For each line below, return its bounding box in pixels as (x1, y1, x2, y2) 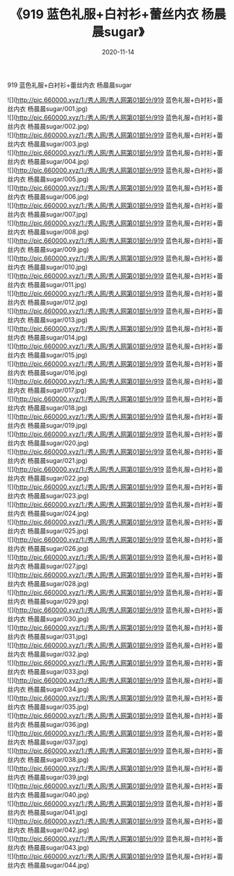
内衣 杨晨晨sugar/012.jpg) (13, 298, 88, 306)
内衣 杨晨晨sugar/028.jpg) (13, 579, 89, 588)
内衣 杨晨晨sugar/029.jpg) (13, 597, 89, 605)
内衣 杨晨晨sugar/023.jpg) (13, 491, 89, 500)
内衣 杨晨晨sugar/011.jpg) (13, 280, 86, 288)
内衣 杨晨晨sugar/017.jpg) (13, 386, 87, 394)
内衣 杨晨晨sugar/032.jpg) (13, 649, 89, 658)
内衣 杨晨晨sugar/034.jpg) (13, 685, 89, 693)
